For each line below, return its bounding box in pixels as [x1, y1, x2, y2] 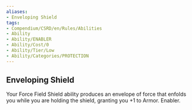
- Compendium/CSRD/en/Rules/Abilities [6, 25, 102, 32]
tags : [6, 20, 20, 26]
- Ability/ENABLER [6, 36, 52, 42]
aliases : [6, 8, 28, 15]
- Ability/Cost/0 [6, 42, 49, 48]
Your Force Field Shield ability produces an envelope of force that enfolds [6, 90, 187, 98]
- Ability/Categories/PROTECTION [6, 53, 89, 59]
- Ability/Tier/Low [6, 48, 55, 54]
